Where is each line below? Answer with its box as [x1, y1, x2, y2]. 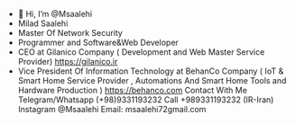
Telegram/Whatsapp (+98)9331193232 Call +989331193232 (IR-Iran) [17, 94, 274, 105]
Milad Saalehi [17, 18, 69, 29]
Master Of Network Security [17, 28, 124, 38]
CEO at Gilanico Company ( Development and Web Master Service [17, 47, 265, 57]
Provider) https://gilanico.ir [17, 57, 118, 66]
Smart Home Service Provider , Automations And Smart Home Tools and [17, 75, 287, 85]
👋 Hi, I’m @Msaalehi [17, 9, 93, 19]
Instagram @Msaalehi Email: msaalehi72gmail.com [17, 104, 207, 114]
